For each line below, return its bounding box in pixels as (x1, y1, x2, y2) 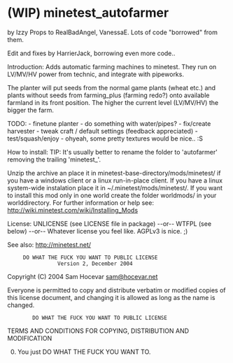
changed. (7, 301, 35, 309)
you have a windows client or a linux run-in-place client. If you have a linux (7, 176, 223, 185)
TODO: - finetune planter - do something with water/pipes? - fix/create (7, 119, 211, 127)
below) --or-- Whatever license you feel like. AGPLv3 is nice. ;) (7, 227, 188, 235)
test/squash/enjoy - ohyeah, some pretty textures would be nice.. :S (7, 134, 204, 143)
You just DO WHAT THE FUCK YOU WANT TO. (17, 348, 151, 356)
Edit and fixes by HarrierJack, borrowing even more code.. (7, 49, 176, 57)
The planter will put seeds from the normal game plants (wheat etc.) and (7, 83, 216, 92)
